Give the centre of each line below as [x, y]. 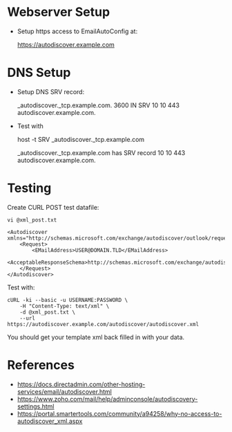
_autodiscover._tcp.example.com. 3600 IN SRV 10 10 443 [98, 105]
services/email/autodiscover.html [64, 391]
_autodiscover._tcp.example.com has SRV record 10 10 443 [101, 152]
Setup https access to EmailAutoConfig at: [77, 31]
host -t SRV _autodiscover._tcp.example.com [81, 139]
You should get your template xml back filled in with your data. [96, 337]
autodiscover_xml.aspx [50, 421]
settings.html [36, 406]
